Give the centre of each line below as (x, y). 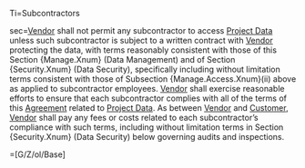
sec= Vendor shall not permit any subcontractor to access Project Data (141, 30)
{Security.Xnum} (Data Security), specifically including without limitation (145, 69)
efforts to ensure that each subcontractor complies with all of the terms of (148, 98)
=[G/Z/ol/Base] (38, 154)
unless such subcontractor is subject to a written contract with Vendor (141, 40)
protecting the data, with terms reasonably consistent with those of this (143, 50)
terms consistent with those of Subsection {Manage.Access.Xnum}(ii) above (153, 79)
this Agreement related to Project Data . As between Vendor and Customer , (149, 108)
